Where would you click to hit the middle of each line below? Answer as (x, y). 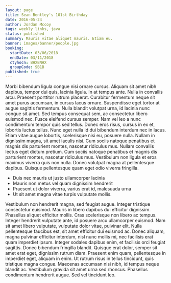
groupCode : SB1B (27, 67)
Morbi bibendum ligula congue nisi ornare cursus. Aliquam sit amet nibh (81, 86)
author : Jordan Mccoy (28, 24)
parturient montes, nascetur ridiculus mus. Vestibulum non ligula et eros (81, 157)
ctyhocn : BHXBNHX (28, 62)
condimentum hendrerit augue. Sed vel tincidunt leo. (60, 275)
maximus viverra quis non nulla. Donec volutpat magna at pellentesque (80, 162)
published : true (22, 72)
